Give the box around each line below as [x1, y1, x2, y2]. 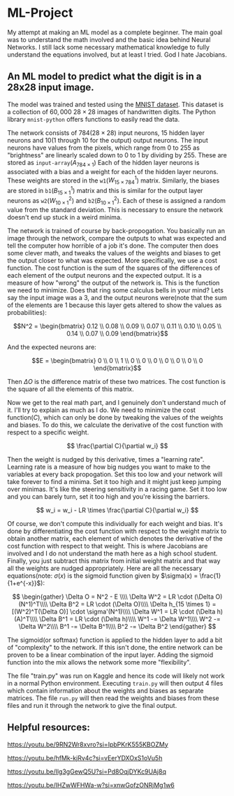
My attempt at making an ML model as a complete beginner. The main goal [7, 28, 223, 36]
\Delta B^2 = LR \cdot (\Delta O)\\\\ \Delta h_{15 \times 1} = [49, 599, 217, 608]
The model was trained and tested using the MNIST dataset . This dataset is [7, 100, 224, 108]
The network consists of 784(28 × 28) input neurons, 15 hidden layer [7, 128, 205, 137]
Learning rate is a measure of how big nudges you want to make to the [7, 462, 211, 471]
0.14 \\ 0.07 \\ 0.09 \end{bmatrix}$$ [66, 329, 169, 337]
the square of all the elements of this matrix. [7, 385, 134, 393]
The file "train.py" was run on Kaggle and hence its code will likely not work [7, 671, 225, 680]
